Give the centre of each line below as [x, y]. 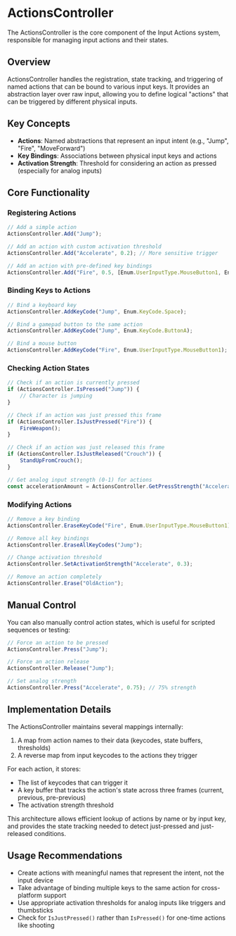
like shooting [36, 925]
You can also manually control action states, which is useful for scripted [111, 622]
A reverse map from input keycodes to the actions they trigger [107, 755]
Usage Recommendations [65, 856]
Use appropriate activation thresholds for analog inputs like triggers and [122, 902]
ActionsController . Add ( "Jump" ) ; [54, 234]
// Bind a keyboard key [42, 305]
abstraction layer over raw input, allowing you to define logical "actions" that [118, 94]
